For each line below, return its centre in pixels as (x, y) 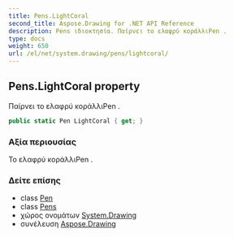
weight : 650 (28, 46)
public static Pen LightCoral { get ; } (76, 121)
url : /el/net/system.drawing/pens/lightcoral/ (89, 54)
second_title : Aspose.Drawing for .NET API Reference (102, 24)
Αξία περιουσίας (43, 141)
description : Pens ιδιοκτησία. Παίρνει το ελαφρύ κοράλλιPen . (118, 31)
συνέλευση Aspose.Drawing (68, 224)
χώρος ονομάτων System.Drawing (78, 215)
